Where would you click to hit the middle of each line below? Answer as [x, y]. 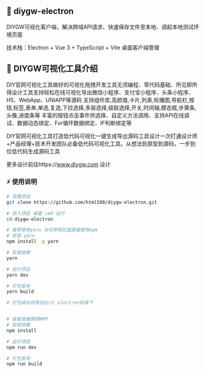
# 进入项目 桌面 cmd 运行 [36, 213]
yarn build [20, 292]
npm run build [24, 364]
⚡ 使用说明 [22, 181]
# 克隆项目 [18, 197]
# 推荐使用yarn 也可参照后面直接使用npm [52, 230]
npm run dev [21, 347]
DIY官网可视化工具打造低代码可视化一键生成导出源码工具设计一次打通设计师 [102, 136]
